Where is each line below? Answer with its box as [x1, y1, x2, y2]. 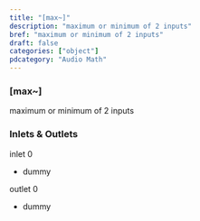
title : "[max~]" [9, 13, 71, 23]
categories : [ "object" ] [9, 47, 100, 56]
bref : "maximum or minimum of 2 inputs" [9, 30, 165, 39]
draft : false [9, 38, 59, 48]
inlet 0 [9, 148, 33, 159]
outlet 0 [9, 183, 39, 194]
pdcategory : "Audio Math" [9, 55, 107, 64]
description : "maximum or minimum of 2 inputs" [9, 22, 193, 31]
